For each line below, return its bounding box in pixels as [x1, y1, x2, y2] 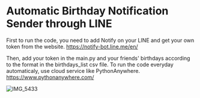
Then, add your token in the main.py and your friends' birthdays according [6, 54, 190, 62]
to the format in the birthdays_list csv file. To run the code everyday [6, 61, 174, 68]
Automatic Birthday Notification [6, 4, 169, 18]
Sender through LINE [6, 17, 112, 30]
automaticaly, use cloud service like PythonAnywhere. [6, 67, 141, 74]
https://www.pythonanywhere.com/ [6, 73, 94, 81]
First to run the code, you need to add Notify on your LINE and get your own [6, 36, 195, 44]
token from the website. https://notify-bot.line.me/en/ [6, 43, 138, 50]
